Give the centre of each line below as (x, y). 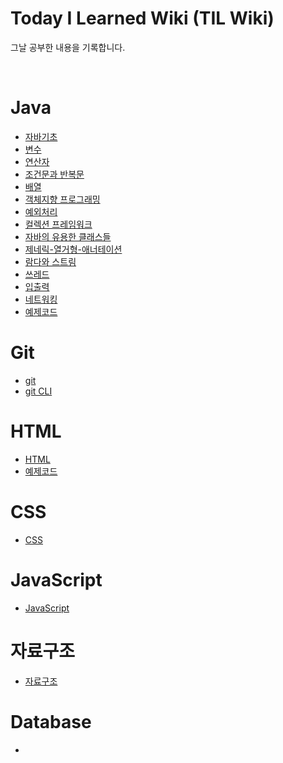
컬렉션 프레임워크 (58, 224)
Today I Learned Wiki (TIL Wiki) (142, 18)
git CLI (38, 391)
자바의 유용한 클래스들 (68, 236)
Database (51, 721)
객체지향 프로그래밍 (62, 199)
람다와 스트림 (50, 261)
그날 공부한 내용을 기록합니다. (68, 47)
